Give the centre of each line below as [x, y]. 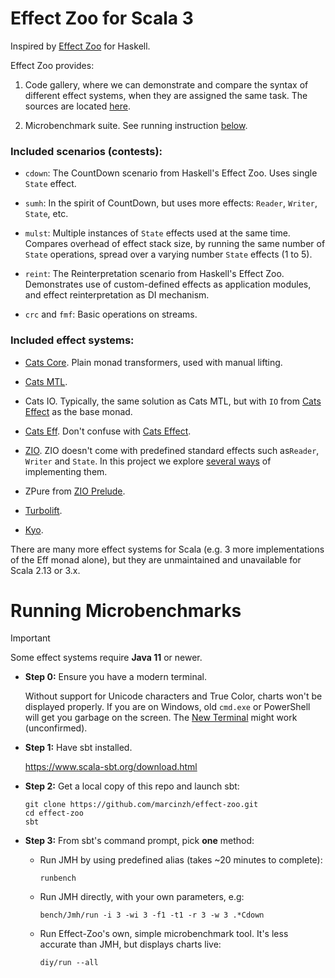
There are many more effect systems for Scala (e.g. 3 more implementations [167, 549]
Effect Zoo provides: [52, 65]
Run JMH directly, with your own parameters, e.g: [142, 897]
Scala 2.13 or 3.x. [45, 570]
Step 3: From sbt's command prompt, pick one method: [139, 841]
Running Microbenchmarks [126, 610]
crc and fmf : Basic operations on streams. [111, 314]
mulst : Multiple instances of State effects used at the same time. [157, 233]
